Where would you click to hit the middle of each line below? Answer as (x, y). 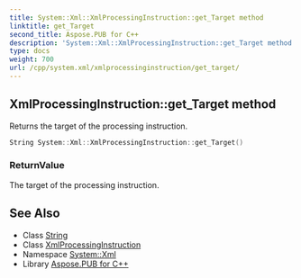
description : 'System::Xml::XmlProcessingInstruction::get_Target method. (153, 43)
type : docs (30, 51)
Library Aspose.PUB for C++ (75, 264)
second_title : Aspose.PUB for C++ (74, 34)
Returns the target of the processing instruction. (99, 126)
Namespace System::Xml (69, 254)
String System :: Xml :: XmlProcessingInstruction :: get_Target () (127, 142)
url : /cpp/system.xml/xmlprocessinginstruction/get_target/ (125, 68)
